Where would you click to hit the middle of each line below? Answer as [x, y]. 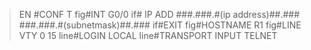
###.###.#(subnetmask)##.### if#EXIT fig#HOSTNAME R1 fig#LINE [160, 25]
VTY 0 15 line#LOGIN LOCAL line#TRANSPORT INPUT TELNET [148, 35]
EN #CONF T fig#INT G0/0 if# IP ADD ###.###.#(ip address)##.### [159, 14]
